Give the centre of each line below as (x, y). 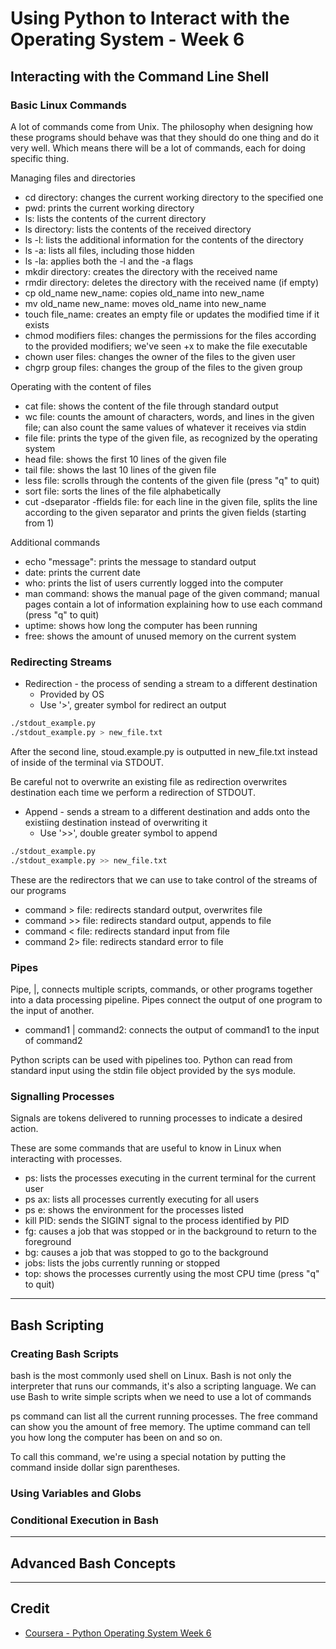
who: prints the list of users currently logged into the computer (154, 583)
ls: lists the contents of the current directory (115, 218)
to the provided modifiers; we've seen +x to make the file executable (166, 346)
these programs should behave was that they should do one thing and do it (165, 137)
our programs (38, 890)
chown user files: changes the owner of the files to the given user (160, 356)
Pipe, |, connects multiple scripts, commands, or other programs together (161, 989)
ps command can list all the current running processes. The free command (164, 1416)
